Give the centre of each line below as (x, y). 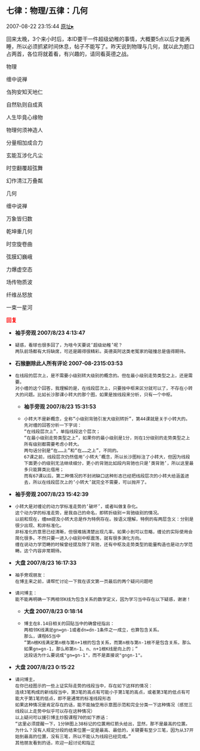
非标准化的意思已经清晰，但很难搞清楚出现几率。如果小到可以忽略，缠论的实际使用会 (104, 532)
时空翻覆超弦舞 (24, 168)
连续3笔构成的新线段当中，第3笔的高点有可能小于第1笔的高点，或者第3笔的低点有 (100, 692)
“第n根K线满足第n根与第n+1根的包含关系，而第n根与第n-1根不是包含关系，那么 (107, 642)
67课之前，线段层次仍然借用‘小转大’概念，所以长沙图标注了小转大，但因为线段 (107, 457)
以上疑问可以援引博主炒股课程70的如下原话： (62, 718)
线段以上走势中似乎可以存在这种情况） (55, 711)
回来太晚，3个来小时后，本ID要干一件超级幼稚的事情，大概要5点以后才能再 (98, 39)
